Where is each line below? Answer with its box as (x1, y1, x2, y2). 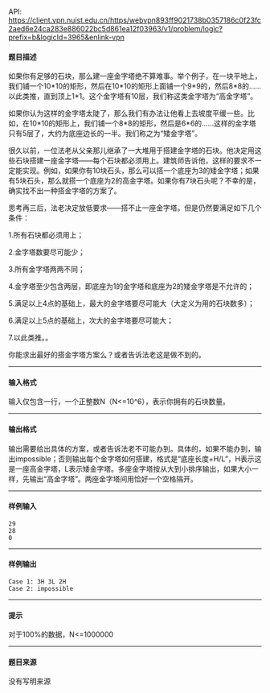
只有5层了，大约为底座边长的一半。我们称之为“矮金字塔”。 (8, 129, 202, 138)
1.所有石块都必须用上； (8, 230, 84, 240)
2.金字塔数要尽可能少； (8, 247, 86, 257)
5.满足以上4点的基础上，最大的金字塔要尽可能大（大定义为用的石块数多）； (8, 299, 256, 308)
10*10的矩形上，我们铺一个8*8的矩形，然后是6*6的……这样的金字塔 (29, 118, 257, 128)
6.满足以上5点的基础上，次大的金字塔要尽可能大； (8, 316, 174, 325)
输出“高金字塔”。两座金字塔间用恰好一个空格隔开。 (29, 474, 198, 484)
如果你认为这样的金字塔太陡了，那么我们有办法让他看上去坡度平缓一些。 (8, 109, 247, 118)
